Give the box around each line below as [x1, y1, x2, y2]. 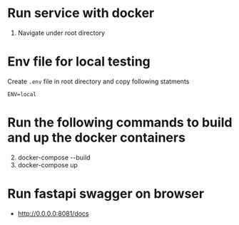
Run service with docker [7, 5, 155, 21]
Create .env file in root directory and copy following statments [7, 77, 190, 85]
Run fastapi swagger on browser [7, 186, 205, 202]
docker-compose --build [17, 153, 91, 162]
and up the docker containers [7, 130, 185, 146]
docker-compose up [17, 160, 78, 169]
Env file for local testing [7, 53, 151, 70]
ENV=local [7, 90, 37, 98]
